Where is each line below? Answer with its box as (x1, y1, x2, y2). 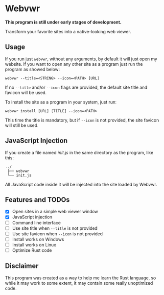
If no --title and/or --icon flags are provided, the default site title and (5, 84, 148, 90)
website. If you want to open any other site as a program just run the (5, 61, 143, 67)
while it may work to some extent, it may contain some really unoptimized (5, 280, 153, 286)
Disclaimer (5, 262, 39, 270)
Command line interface (12, 220, 61, 225)
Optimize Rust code (12, 247, 52, 253)
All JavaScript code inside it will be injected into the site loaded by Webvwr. (5, 181, 158, 187)
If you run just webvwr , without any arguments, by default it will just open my (5, 56, 158, 62)
